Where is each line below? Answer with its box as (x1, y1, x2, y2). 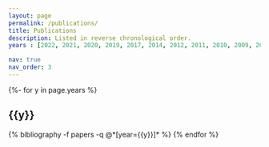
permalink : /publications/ (8, 19, 98, 27)
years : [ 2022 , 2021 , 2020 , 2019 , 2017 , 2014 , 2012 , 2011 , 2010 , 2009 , (8, 42, 253, 50)
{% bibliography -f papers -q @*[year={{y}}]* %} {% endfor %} (8, 129, 219, 139)
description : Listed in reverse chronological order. (8, 34, 192, 42)
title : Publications (8, 26, 78, 34)
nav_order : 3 (8, 63, 52, 72)
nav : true (8, 56, 42, 64)
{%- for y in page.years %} (8, 85, 98, 94)
